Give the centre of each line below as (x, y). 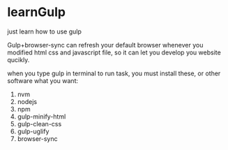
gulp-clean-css (39, 123)
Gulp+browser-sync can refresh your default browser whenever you (105, 45)
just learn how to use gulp (45, 31)
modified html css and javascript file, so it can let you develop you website (114, 52)
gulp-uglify (33, 131)
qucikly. (18, 59)
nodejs (27, 101)
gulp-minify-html (41, 117)
